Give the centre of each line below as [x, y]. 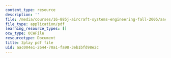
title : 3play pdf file [29, 43]
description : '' [22, 15]
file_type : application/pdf [35, 24]
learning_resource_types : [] [36, 29]
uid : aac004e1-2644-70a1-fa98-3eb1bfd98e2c [52, 47]
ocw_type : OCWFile [25, 33]
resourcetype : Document [31, 38]
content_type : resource [31, 10]
